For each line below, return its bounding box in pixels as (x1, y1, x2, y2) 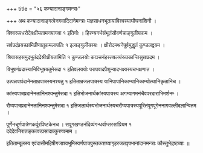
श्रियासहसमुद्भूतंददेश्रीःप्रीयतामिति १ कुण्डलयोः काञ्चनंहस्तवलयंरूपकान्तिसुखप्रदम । (6, 54, 160, 60)
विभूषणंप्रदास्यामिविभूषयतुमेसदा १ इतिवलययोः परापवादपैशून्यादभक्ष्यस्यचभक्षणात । (6, 66, 155, 73)
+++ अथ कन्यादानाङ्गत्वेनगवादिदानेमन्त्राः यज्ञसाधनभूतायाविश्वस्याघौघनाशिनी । (6, 18, 157, 24)
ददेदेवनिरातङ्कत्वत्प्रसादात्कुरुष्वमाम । (6, 128, 77, 135)
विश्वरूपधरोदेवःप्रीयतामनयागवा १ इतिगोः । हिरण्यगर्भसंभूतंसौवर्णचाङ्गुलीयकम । (6, 30, 153, 36)
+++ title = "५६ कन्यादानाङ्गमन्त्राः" (6, 5, 80, 12)
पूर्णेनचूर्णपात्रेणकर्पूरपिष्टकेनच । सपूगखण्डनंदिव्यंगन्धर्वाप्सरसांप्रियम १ (6, 121, 132, 128)
